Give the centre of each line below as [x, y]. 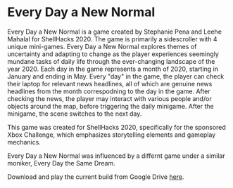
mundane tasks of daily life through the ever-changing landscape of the [111, 61]
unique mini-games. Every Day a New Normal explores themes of [102, 46]
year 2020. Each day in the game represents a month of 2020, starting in [113, 69]
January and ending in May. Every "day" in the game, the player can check [116, 76]
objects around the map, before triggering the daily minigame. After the [111, 106]
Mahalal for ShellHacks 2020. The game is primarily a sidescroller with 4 [112, 39]
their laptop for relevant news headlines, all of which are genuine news [110, 83]
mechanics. [24, 142]
